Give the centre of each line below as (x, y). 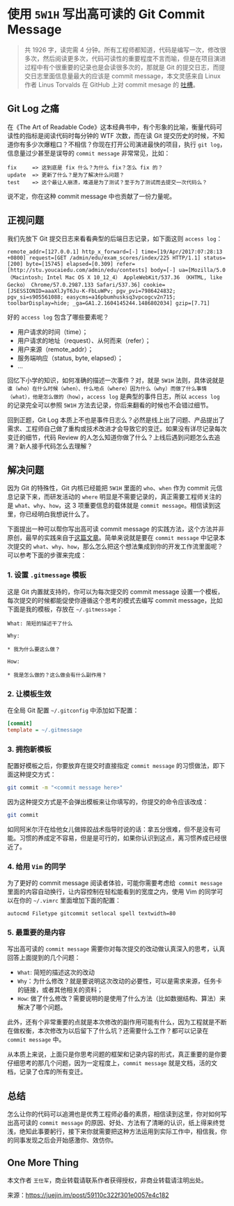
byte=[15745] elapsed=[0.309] (69, 264)
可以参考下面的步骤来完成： (47, 555)
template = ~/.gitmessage (45, 730)
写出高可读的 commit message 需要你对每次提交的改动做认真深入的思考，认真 (116, 949)
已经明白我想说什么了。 (59, 514)
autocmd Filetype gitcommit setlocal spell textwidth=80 (92, 914)
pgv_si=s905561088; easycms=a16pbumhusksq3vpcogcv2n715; (92, 297)
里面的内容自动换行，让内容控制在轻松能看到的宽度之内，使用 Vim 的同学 (112, 892)
